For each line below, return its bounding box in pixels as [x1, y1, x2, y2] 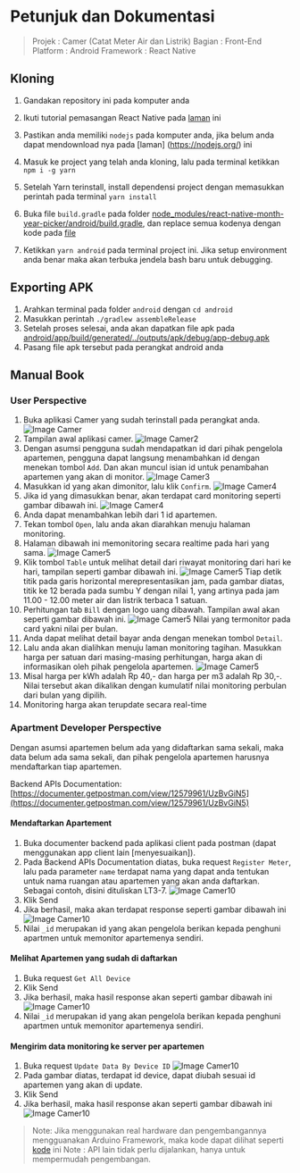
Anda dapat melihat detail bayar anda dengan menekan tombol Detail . [22, 633, 283, 644]
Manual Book [10, 367, 85, 382]
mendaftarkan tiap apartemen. [10, 761, 122, 772]
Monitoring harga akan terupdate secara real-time [22, 700, 207, 710]
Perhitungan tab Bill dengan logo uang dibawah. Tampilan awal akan [22, 605, 280, 616]
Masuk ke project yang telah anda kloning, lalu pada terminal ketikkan [22, 156, 280, 167]
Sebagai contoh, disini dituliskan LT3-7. [22, 884, 168, 895]
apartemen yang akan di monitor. [22, 472, 146, 482]
